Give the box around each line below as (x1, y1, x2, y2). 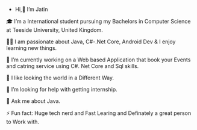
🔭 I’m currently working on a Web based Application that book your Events (6, 56, 191, 63)
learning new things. (6, 45, 57, 51)
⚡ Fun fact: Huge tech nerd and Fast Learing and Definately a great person (6, 110, 192, 117)
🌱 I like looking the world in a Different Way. (6, 74, 114, 81)
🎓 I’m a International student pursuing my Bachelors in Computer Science (6, 18, 191, 25)
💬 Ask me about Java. (6, 97, 61, 105)
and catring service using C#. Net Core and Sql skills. (6, 63, 139, 69)
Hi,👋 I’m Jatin (14, 6, 48, 13)
